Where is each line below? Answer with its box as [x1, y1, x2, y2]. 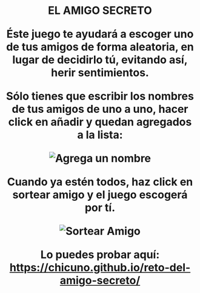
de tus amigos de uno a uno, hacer [12, 103, 188, 116]
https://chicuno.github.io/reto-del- [9, 261, 191, 275]
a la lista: [76, 128, 124, 142]
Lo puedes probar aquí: [40, 248, 160, 261]
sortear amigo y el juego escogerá [12, 188, 188, 202]
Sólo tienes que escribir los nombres [6, 89, 194, 103]
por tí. [84, 201, 116, 215]
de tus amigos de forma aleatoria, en [6, 40, 194, 54]
